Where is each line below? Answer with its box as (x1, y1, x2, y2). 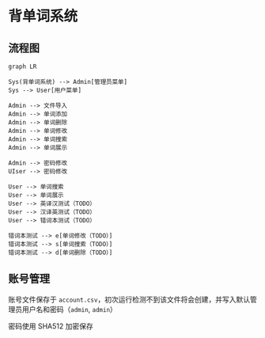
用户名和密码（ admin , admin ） (21, 304, 117, 313)
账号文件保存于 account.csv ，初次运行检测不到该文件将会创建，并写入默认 (8, 294, 251, 304)
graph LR (8, 63, 37, 70)
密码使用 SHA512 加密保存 (8, 321, 93, 331)
